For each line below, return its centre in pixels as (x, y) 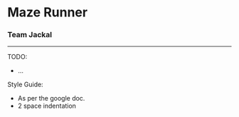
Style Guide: (26, 85)
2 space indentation (47, 106)
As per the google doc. (51, 98)
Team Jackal (30, 35)
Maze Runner (47, 12)
